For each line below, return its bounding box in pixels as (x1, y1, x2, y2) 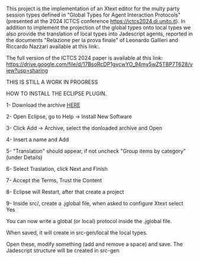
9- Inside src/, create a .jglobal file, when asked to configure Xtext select (6, 200, 184, 207)
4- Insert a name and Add (6, 136, 69, 143)
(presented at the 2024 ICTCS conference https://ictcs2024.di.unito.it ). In (6, 18, 185, 24)
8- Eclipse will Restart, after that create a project (6, 188, 124, 195)
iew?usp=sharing (6, 67, 49, 74)
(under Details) (6, 154, 43, 161)
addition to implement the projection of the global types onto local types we (6, 24, 191, 31)
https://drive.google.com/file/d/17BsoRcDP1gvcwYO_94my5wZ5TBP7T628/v (6, 61, 193, 68)
